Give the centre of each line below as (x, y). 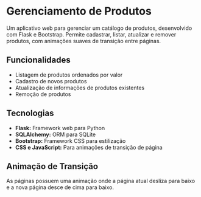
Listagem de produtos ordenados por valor (69, 75)
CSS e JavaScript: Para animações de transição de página (89, 147)
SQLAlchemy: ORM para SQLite (55, 134)
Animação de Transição (52, 166)
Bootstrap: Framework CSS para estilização (70, 140)
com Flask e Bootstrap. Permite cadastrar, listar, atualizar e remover (91, 34)
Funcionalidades (39, 60)
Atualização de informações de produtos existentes (80, 88)
